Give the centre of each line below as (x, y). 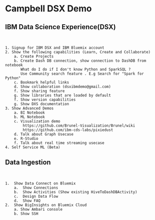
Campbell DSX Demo (48, 9)
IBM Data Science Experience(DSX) (61, 27)
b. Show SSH (26, 214)
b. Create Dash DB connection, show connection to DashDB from (80, 61)
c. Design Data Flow (36, 196)
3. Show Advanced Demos (30, 108)
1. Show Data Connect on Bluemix (41, 183)
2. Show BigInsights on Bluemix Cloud (46, 205)
